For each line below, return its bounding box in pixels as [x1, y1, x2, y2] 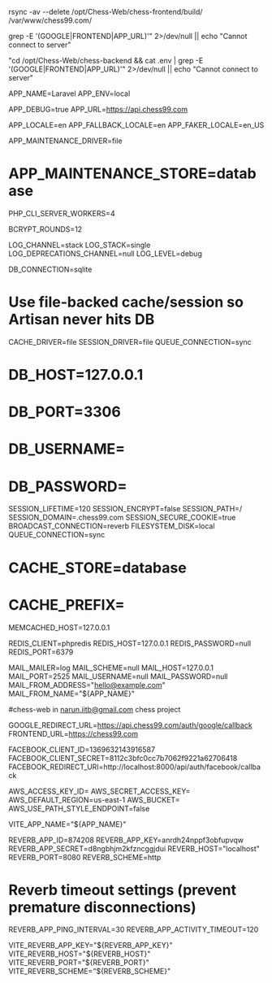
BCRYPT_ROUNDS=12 [8, 224, 83, 234]
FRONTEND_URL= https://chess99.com [8, 729, 138, 738]
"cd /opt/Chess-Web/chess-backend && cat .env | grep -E [8, 56, 204, 65]
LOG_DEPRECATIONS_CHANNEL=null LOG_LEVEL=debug [8, 248, 203, 259]
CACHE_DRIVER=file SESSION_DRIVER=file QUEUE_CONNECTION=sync [8, 337, 252, 346]
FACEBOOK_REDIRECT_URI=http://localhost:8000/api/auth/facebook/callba [8, 762, 261, 772]
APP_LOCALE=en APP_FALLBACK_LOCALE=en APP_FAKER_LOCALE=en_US [8, 120, 265, 129]
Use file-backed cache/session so [8, 293, 244, 311]
